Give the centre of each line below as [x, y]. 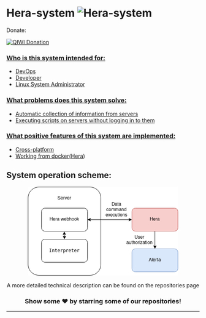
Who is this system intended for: [56, 58]
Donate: [16, 30]
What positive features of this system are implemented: [91, 136]
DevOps [25, 71]
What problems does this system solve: [67, 100]
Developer [28, 78]
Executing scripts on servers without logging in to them [85, 120]
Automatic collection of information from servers [77, 114]
